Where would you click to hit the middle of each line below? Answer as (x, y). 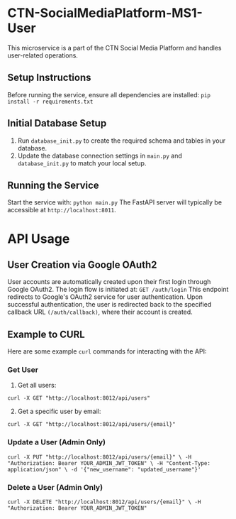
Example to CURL (46, 334)
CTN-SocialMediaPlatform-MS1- (105, 13)
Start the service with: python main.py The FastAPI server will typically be (114, 202)
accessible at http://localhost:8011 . (62, 210)
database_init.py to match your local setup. (82, 163)
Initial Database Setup (57, 123)
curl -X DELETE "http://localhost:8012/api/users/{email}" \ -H (104, 502)
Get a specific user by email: (59, 411)
